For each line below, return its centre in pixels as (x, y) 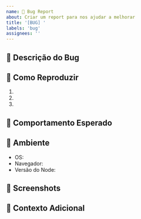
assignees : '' (23, 34)
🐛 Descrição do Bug (43, 58)
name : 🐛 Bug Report (30, 12)
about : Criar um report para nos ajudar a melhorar (70, 17)
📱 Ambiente (28, 143)
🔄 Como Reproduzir (42, 77)
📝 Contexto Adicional (46, 208)
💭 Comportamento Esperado (59, 122)
